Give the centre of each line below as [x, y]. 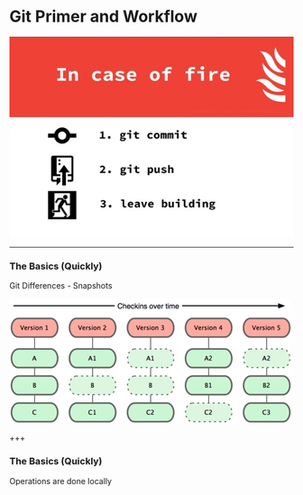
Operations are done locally [61, 481]
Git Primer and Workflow [104, 17]
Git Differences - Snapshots [61, 286]
